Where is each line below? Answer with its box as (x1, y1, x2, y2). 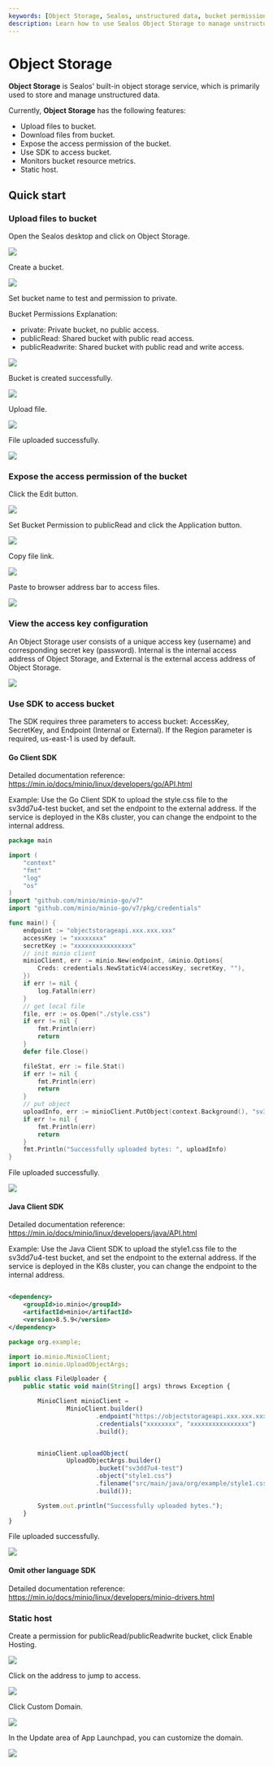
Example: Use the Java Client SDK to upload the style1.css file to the (8, 1244, 237, 1254)
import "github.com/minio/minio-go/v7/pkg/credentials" (8, 904, 201, 912)
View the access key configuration (8, 618, 149, 629)
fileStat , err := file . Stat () (23, 1062, 126, 1070)
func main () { (8, 919, 57, 928)
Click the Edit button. (8, 489, 79, 499)
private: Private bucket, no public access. (19, 325, 159, 334)
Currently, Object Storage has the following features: (8, 106, 187, 116)
